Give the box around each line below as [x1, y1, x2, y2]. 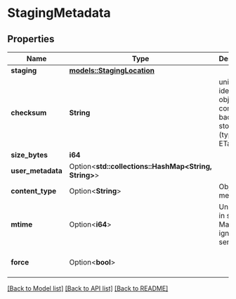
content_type [11, 186, 57, 196]
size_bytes [11, 150, 48, 160]
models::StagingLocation [69, 65, 155, 75]
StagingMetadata [7, 5, 111, 21]
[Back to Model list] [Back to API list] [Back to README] [7, 284, 169, 293]
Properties [7, 33, 55, 45]
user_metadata [11, 166, 63, 175]
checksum [11, 108, 47, 117]
